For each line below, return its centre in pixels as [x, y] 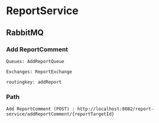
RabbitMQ [25, 33]
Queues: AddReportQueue [35, 61]
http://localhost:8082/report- [116, 109]
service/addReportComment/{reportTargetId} [60, 114]
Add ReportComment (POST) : [41, 109]
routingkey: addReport [34, 82]
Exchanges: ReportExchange [39, 72]
